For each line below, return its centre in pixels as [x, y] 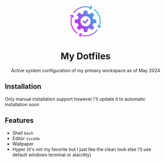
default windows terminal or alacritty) [52, 155]
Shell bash [23, 133]
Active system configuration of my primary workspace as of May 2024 [86, 70]
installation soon [22, 104]
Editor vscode [26, 138]
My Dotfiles [86, 56]
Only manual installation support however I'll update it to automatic [75, 99]
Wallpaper [23, 144]
